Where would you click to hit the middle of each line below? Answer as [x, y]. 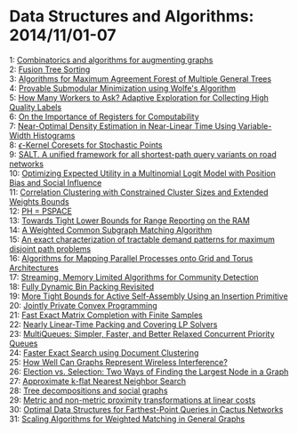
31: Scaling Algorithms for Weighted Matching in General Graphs [127, 419]
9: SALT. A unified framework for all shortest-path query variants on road [143, 154]
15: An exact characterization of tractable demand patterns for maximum [142, 239]
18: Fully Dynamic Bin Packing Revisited [82, 286]
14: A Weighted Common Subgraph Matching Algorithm [111, 229]
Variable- [255, 125]
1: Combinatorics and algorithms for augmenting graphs [111, 60]
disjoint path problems [50, 249]
